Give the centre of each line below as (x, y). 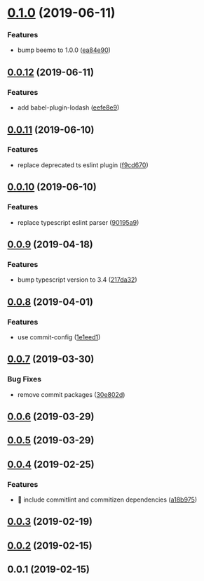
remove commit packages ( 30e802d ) (71, 394)
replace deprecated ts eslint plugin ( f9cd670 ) (83, 165)
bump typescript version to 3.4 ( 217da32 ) (77, 280)
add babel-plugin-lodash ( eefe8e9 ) (68, 107)
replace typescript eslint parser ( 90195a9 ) (78, 222)
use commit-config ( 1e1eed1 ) (59, 337)
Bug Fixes (25, 379)
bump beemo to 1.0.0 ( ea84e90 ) (64, 50)
